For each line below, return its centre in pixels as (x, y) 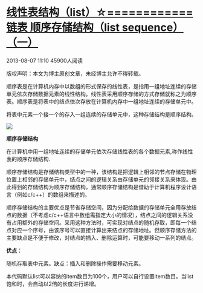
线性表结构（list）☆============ (100, 12)
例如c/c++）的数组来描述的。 (53, 194)
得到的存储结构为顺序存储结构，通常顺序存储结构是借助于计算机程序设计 (101, 187)
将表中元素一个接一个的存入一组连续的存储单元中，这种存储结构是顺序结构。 (101, 114)
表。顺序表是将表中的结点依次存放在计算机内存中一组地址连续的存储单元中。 (101, 101)
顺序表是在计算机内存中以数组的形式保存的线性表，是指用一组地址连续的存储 (101, 86)
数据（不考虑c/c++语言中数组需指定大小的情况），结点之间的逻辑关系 (102, 215)
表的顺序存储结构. (28, 159)
